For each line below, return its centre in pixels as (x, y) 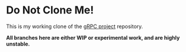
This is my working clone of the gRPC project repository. (74, 26)
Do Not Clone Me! (50, 10)
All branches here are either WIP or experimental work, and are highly (93, 37)
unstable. (18, 44)
